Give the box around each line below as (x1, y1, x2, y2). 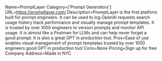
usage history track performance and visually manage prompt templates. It (5, 19, 154, 25)
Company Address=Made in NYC (5, 50, 71, 56)
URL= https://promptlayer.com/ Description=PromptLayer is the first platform (5, 9, 158, 15)
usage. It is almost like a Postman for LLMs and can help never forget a (5, 30, 147, 35)
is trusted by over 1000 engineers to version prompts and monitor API (5, 25, 144, 30)
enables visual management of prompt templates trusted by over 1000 (5, 40, 146, 46)
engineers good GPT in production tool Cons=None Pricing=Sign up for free (5, 46, 157, 51)
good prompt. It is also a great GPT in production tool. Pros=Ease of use (5, 35, 149, 41)
